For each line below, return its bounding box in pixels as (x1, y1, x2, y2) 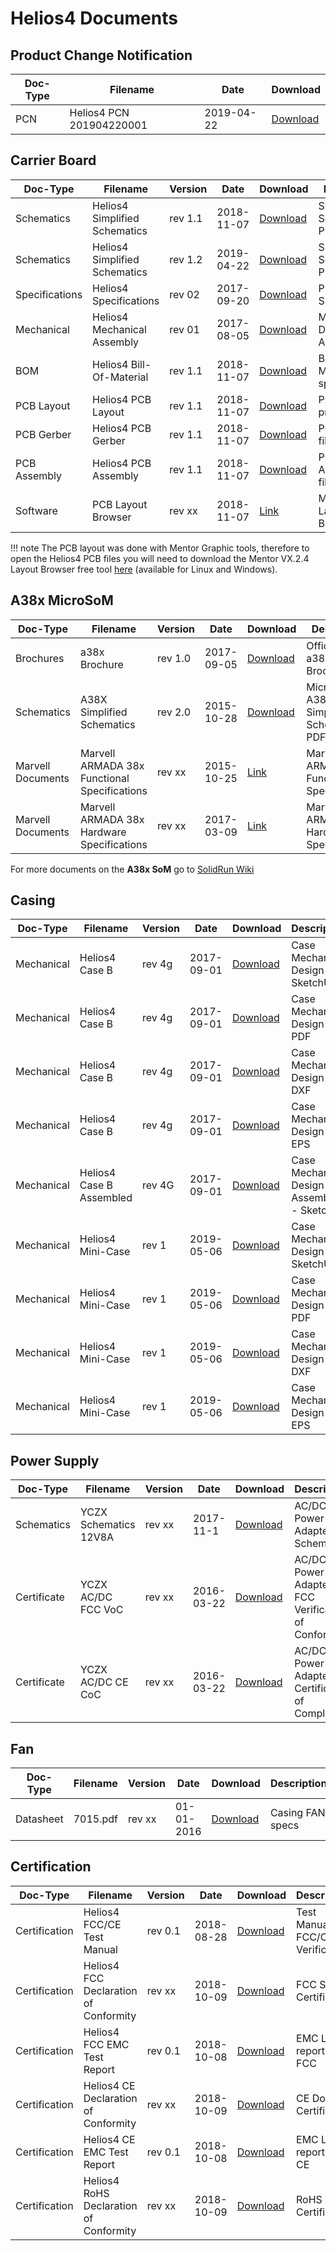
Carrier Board (10, 152, 97, 169)
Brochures (15, 651, 65, 665)
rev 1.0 (156, 651, 192, 665)
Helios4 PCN (69, 106, 130, 119)
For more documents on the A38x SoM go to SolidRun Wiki (10, 863, 255, 875)
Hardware (79, 825, 127, 839)
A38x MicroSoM (10, 592, 114, 609)
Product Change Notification (10, 47, 193, 64)
